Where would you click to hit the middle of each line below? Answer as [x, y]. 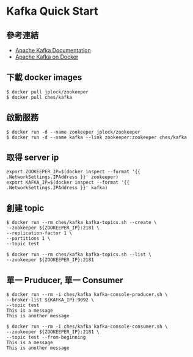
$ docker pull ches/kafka [39, 97]
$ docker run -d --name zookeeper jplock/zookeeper [73, 132]
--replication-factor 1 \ [39, 233]
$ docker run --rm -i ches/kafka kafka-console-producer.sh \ [87, 295]
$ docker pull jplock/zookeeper [47, 92]
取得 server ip [33, 158]
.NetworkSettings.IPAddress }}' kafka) [57, 188]
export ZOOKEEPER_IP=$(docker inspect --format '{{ [73, 172]
